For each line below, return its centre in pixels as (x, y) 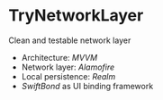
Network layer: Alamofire (68, 67)
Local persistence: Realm (68, 76)
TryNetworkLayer (76, 16)
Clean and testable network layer (70, 40)
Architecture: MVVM (59, 57)
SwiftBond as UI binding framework (87, 86)
